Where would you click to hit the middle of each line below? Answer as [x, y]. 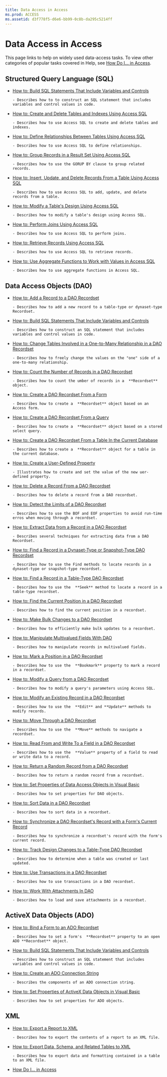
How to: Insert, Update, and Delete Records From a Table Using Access [86, 178]
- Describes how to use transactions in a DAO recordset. [74, 881]
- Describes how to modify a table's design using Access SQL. [80, 215]
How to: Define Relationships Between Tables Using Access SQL [79, 137]
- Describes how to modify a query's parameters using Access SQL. [84, 688]
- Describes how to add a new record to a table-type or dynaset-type [87, 307]
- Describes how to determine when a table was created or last [81, 859]
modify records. [29, 711]
